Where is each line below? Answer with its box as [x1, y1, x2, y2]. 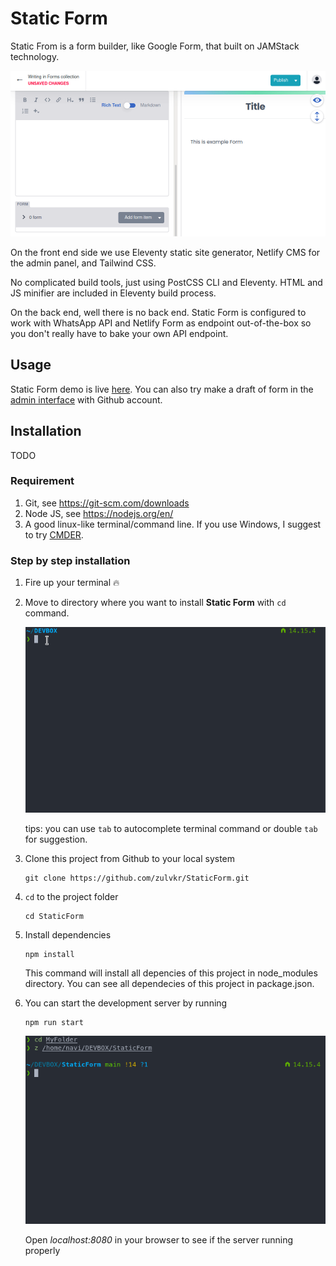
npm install [24, 949, 75, 959]
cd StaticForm [24, 911, 84, 921]
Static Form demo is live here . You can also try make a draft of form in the [10, 383, 314, 395]
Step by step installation [10, 553, 131, 567]
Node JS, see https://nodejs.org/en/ [24, 507, 174, 519]
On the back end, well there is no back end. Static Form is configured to [10, 306, 307, 318]
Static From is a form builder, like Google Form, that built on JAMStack [10, 40, 300, 52]
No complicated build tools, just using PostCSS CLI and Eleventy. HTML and [10, 276, 323, 288]
